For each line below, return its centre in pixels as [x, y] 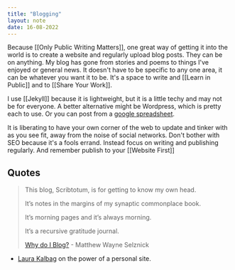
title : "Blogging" [34, 14]
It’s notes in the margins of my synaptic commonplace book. [113, 204]
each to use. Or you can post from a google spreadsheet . [91, 114]
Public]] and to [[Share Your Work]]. [60, 85]
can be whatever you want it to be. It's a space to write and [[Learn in [109, 77]
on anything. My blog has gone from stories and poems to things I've [108, 63]
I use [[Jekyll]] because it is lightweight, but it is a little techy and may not [115, 99]
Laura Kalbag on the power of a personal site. [84, 259]
